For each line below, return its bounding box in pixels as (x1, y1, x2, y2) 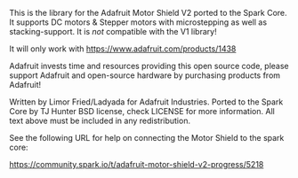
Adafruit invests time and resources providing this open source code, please (9, 61, 289, 71)
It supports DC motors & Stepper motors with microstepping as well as (9, 17, 268, 27)
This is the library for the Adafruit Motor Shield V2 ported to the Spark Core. (9, 8, 287, 18)
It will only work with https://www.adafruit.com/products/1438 (9, 43, 237, 54)
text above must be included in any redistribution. (9, 115, 191, 126)
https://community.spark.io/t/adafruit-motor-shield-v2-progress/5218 (9, 159, 264, 169)
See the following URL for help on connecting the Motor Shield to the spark (9, 133, 285, 143)
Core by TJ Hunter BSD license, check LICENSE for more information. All (9, 106, 276, 116)
